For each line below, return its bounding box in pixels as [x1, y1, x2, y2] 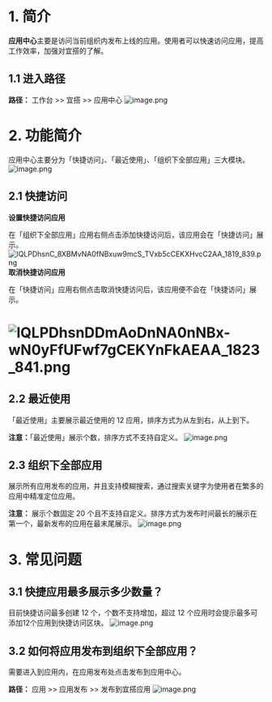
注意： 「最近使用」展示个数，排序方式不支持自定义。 [8, 432, 182, 442]
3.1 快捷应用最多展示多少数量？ [8, 584, 164, 598]
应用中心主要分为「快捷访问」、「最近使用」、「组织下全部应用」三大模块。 [8, 155, 249, 165]
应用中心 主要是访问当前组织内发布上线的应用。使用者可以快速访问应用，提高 [8, 36, 264, 45]
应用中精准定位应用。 [8, 491, 79, 501]
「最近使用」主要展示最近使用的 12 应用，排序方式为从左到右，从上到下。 [8, 415, 254, 425]
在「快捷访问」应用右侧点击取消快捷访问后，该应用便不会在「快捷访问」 [8, 285, 249, 294]
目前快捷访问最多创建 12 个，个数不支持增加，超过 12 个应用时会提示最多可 [8, 608, 258, 618]
